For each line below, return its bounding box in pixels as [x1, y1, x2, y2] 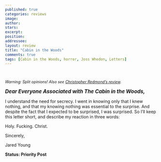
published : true [5, 7, 38, 12]
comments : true [5, 52, 36, 57]
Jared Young [5, 142, 31, 148]
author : [5, 20, 21, 26]
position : [5, 34, 25, 39]
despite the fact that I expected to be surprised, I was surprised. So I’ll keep [5, 109, 156, 114]
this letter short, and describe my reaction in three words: [5, 114, 120, 120]
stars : [5, 25, 18, 30]
